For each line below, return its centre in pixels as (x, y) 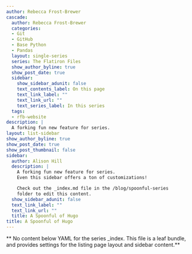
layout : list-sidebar (33, 134)
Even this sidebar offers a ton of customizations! (82, 178)
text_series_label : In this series (61, 106)
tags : (18, 111)
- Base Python (29, 45)
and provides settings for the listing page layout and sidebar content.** (93, 245)
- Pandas (22, 51)
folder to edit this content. (54, 194)
